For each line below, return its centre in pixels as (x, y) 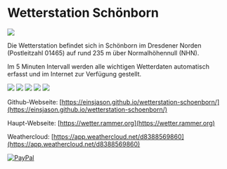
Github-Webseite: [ (34, 102)
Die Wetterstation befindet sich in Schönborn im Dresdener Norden (104, 45)
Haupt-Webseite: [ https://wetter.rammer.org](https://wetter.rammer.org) (111, 123)
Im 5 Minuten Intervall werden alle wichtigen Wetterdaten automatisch (108, 66)
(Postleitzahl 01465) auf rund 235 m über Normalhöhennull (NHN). (103, 53)
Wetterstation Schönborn (83, 13)
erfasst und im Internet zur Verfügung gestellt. (74, 74)
